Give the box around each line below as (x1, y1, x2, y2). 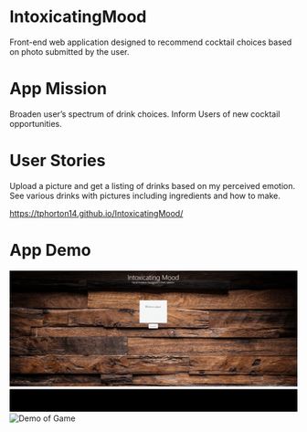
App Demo (9, 240, 91, 260)
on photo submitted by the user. (9, 46, 130, 57)
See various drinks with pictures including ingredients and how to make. (9, 190, 281, 201)
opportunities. (9, 118, 62, 129)
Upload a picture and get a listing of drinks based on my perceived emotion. (9, 180, 296, 191)
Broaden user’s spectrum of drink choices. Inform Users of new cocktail (9, 108, 281, 120)
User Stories (9, 151, 106, 171)
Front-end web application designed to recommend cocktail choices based (9, 37, 292, 47)
